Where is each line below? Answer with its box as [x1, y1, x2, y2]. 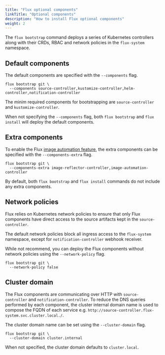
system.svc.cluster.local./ [5, 313, 63, 318]
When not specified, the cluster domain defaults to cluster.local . [5, 344, 139, 350]
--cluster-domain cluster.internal [9, 335, 83, 340]
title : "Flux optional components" [5, 7, 78, 12]
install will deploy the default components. [5, 119, 95, 125]
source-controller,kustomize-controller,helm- [38, 86, 135, 91]
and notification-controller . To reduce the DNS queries [28, 296, 146, 302]
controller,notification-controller [5, 91, 80, 96]
